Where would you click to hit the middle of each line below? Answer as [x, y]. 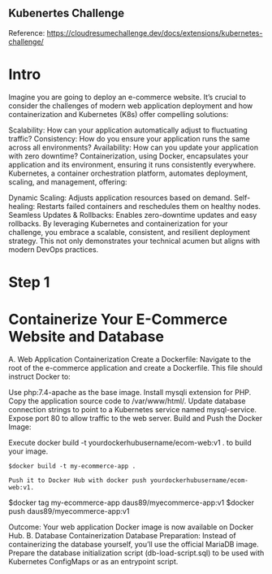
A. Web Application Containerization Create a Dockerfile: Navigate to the [130, 359]
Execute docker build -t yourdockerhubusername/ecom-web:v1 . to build [130, 442]
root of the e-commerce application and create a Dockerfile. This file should [136, 367]
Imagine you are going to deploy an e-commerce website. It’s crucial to [127, 97]
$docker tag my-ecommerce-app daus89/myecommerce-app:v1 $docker [131, 502]
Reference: [27, 33]
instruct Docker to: [39, 376]
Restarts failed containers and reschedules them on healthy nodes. [149, 206]
